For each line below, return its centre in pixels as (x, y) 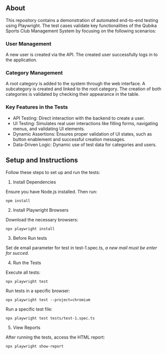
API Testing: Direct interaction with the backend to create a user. (79, 118)
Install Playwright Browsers (41, 210)
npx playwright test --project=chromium (48, 300)
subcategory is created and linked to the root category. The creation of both (83, 89)
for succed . (17, 253)
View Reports (27, 327)
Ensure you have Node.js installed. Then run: (51, 191)
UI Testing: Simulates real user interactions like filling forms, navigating (85, 123)
